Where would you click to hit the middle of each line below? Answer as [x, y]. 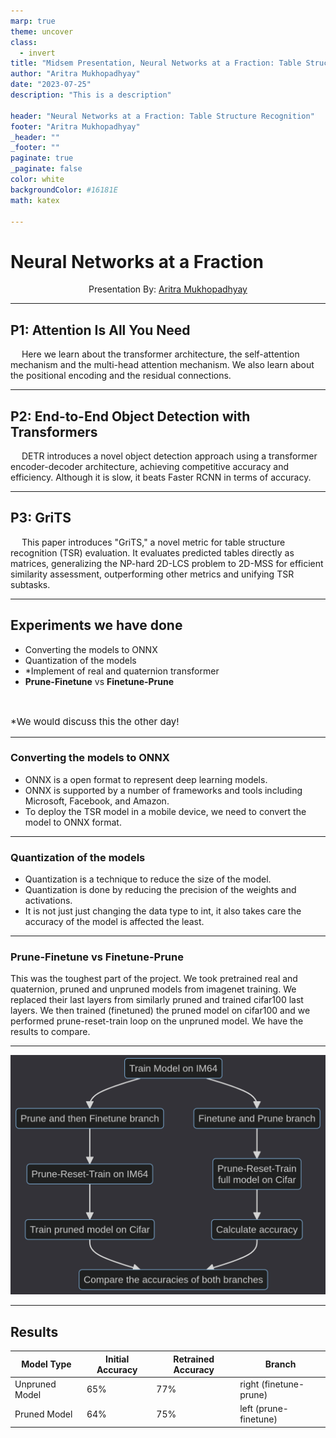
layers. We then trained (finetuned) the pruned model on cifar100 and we [160, 1011]
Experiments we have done [96, 625]
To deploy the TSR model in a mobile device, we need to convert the [165, 811]
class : [24, 42]
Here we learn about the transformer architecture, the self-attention [160, 354]
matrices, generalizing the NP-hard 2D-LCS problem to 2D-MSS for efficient [167, 563]
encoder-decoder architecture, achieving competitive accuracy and [149, 466]
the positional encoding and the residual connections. [121, 376]
